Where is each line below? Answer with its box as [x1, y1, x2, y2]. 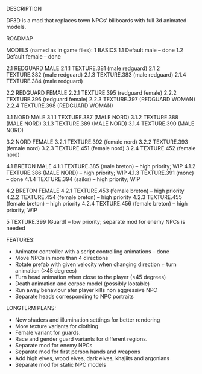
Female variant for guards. [14, 329, 81, 336]
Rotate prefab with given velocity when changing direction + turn [14, 261, 177, 268]
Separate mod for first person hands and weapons [14, 348, 140, 355]
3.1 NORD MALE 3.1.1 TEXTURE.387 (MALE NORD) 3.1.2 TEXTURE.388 [6, 114, 179, 121]
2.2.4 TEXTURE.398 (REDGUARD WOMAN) [6, 102, 113, 109]
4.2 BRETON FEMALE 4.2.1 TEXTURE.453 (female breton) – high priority [6, 187, 185, 194]
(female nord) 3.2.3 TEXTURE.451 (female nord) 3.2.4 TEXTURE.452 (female [6, 145, 196, 151]
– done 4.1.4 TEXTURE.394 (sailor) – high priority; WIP [6, 176, 140, 183]
